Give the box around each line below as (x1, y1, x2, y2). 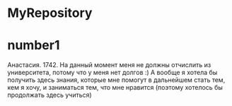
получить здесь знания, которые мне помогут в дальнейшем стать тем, (7, 76, 226, 84)
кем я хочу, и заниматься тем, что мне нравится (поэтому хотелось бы (7, 83, 223, 92)
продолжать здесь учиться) (7, 90, 92, 100)
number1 (7, 37, 60, 54)
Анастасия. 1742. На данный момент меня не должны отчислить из (7, 61, 211, 69)
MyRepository (7, 5, 93, 21)
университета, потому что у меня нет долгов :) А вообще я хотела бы (7, 69, 218, 77)
